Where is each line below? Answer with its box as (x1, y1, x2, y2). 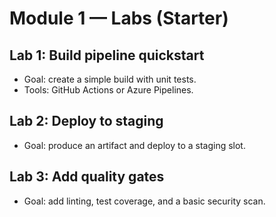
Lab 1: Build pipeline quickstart (9, 47, 205, 64)
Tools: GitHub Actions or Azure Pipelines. (23, 84, 194, 96)
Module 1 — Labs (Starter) (9, 7, 229, 30)
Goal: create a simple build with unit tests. (23, 73, 197, 85)
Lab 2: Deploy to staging (9, 113, 164, 130)
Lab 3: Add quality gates (9, 168, 165, 186)
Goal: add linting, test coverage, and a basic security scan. (23, 195, 266, 207)
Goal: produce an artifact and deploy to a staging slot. (23, 139, 246, 151)
